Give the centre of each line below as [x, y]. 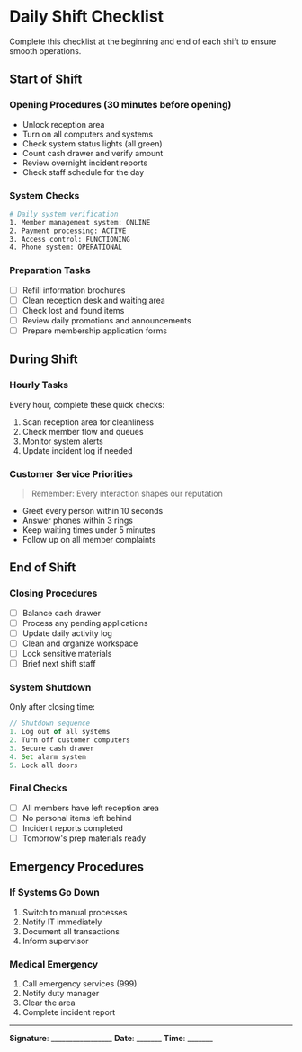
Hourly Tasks [39, 385]
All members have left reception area [91, 808]
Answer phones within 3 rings [77, 520]
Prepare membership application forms [95, 331]
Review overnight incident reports [85, 163]
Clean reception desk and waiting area [94, 300]
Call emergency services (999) [80, 984]
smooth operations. [45, 50]
